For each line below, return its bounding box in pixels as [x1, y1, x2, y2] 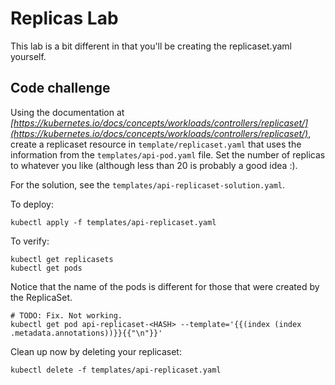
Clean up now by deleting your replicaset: [10, 345, 182, 357]
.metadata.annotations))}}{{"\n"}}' [10, 328, 163, 338]
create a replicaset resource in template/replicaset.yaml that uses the [10, 138, 302, 150]
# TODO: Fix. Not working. [10, 310, 123, 321]
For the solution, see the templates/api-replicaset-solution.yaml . [10, 178, 286, 191]
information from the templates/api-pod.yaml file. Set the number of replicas [10, 148, 326, 161]
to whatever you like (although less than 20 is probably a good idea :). [10, 159, 298, 171]
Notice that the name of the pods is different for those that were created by [10, 280, 320, 292]
